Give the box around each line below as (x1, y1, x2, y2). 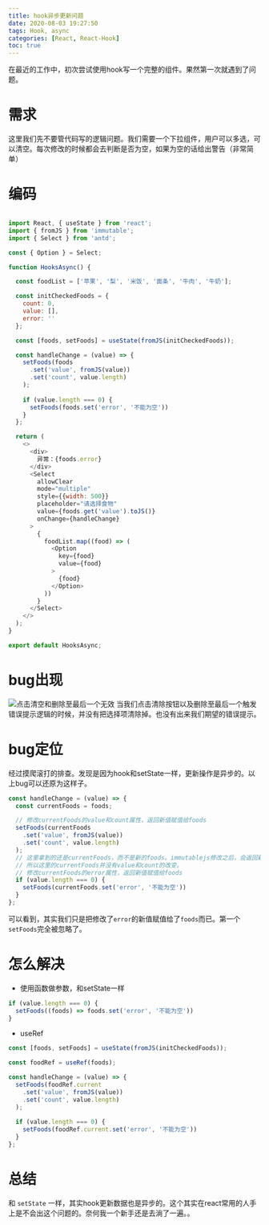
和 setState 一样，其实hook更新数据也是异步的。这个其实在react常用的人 (8, 1198, 250, 1207)
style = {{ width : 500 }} (37, 492, 110, 500)
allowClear (37, 477, 74, 486)
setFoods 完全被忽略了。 (8, 924, 86, 933)
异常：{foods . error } (37, 455, 102, 463)
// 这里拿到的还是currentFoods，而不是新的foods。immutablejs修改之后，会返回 (15, 853, 258, 862)
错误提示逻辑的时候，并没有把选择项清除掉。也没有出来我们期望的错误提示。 (8, 708, 261, 719)
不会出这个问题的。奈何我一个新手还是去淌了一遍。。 (22, 1208, 195, 1218)
